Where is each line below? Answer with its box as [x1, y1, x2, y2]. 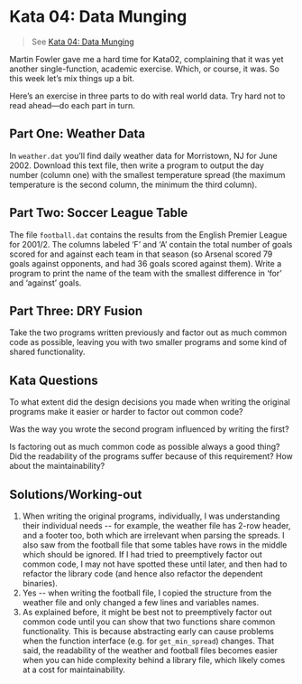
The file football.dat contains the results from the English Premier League [9, 229, 288, 240]
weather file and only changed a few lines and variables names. [22, 597, 260, 607]
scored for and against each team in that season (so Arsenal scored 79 [9, 248, 273, 259]
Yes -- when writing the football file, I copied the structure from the [22, 587, 272, 598]
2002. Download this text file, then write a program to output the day [9, 160, 264, 171]
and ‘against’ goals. [9, 277, 82, 288]
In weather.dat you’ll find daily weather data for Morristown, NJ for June [9, 150, 278, 161]
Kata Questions [9, 372, 99, 388]
